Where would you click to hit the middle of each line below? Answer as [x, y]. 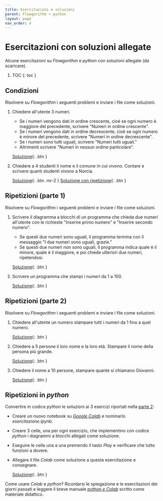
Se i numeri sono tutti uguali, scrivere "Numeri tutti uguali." [78, 142]
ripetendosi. [31, 257]
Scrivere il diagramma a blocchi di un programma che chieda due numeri [85, 217]
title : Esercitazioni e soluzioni [40, 9]
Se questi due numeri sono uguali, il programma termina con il [81, 237]
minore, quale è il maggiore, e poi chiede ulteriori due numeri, [81, 252]
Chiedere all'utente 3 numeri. [41, 112]
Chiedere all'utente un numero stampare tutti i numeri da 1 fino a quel [81, 322]
